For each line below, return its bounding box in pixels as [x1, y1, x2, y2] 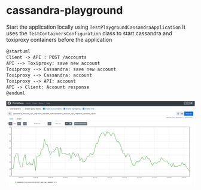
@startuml [6, 48, 31, 54]
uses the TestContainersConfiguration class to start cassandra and [6, 29, 172, 36]
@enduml [6, 90, 26, 96]
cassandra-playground [6, 4, 123, 17]
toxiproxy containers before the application [6, 36, 112, 43]
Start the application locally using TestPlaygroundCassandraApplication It [6, 23, 185, 30]
